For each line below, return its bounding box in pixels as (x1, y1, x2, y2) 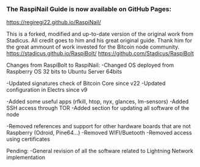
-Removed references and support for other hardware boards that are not (6, 123, 191, 130)
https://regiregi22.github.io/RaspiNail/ (6, 19, 101, 26)
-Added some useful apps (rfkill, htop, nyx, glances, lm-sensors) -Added (6, 98, 189, 105)
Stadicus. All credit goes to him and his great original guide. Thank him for (6, 37, 193, 44)
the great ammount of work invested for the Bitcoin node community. (6, 43, 180, 50)
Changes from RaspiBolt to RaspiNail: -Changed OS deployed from (6, 61, 174, 69)
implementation (6, 154, 46, 161)
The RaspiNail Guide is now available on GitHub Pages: (6, 5, 172, 13)
